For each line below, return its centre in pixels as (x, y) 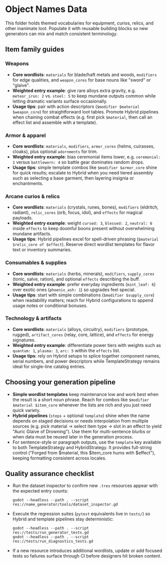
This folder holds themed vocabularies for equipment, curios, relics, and (79, 23)
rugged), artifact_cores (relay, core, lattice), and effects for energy (83, 334)
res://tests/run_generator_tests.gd (50, 533)
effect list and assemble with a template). (55, 122)
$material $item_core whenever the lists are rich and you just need (82, 405)
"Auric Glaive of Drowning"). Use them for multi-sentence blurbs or (81, 431)
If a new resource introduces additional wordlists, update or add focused (87, 550)
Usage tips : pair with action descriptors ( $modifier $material (76, 106)
